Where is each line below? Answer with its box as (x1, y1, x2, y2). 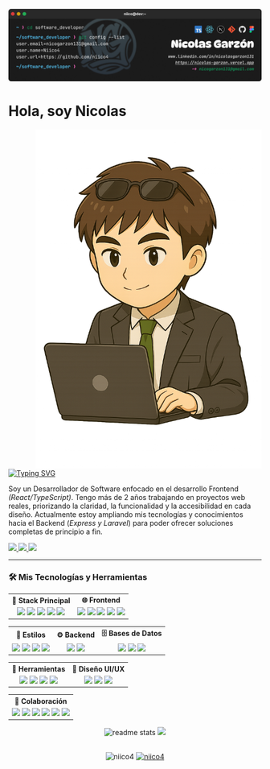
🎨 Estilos (15, 630, 46, 639)
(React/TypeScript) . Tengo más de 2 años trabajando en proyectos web (8, 493, 246, 502)
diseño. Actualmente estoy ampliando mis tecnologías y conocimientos (8, 510, 243, 519)
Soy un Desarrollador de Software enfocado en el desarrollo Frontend (8, 484, 239, 494)
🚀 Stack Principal (11, 595, 71, 605)
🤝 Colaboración (14, 696, 67, 705)
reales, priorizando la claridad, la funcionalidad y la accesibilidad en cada (8, 501, 252, 511)
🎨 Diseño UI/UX (72, 664, 125, 673)
